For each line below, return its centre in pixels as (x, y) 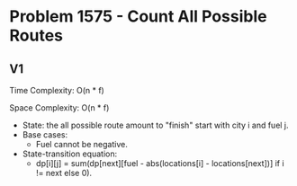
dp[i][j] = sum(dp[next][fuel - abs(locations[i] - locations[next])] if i (160, 163)
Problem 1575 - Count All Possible (138, 17)
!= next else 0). (64, 173)
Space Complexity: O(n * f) (59, 108)
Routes (36, 35)
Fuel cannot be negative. (81, 144)
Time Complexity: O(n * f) (57, 90)
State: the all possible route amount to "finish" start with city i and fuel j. (156, 125)
